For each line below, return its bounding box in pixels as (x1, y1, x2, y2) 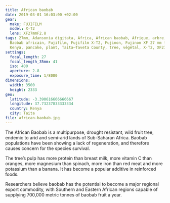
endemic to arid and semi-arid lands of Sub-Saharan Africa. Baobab (5, 134, 147, 140)
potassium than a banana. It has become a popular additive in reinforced (5, 166, 156, 172)
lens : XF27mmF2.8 (10, 31, 47, 36)
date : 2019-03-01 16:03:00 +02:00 (5, 12, 78, 17)
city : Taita (10, 111, 35, 116)
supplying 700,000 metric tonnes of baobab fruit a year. (5, 191, 122, 197)
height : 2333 (10, 87, 37, 92)
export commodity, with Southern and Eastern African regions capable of (5, 186, 158, 192)
